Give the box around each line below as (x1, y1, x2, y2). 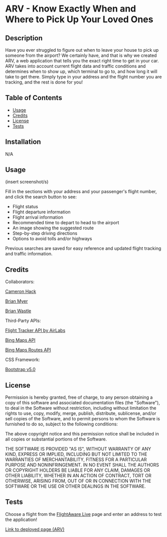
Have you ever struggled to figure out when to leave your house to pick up (5, 47, 159, 53)
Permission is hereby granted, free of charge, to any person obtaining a (5, 394, 153, 400)
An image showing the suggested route (12, 225, 94, 231)
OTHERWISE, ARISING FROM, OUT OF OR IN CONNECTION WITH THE (5, 478, 151, 484)
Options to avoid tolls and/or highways (12, 236, 92, 242)
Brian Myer (5, 298, 28, 304)
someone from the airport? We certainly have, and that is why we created (5, 52, 157, 58)
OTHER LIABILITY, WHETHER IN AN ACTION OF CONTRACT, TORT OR (5, 473, 151, 479)
